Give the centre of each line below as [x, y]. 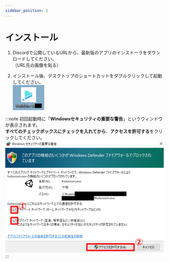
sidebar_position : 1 [27, 11]
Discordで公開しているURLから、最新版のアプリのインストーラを [80, 52]
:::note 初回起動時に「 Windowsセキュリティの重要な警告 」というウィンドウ [84, 118]
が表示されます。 [23, 125]
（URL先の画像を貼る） [37, 65]
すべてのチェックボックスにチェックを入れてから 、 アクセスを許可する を [80, 131]
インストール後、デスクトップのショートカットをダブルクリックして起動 [87, 76]
